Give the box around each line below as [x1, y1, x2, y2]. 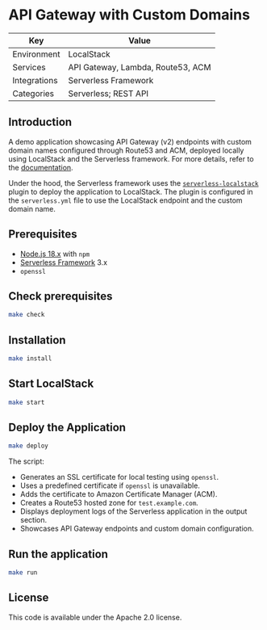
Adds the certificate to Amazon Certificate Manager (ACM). [19, 489, 218, 499]
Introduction [8, 115, 73, 129]
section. [19, 515, 48, 525]
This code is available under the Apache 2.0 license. [8, 612, 182, 622]
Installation [8, 333, 66, 346]
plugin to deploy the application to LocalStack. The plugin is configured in [8, 187, 253, 196]
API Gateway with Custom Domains [8, 6, 250, 24]
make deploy [8, 442, 48, 450]
